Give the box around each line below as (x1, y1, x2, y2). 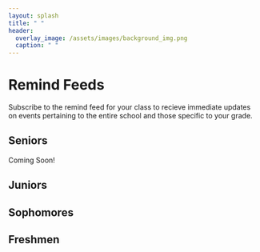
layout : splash (8, 11, 59, 20)
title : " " (8, 19, 45, 27)
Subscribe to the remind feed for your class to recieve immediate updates (8, 102, 251, 112)
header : (8, 26, 34, 34)
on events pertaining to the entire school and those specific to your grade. (8, 111, 254, 121)
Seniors (8, 134, 48, 148)
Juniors (8, 178, 48, 192)
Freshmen (8, 233, 60, 246)
